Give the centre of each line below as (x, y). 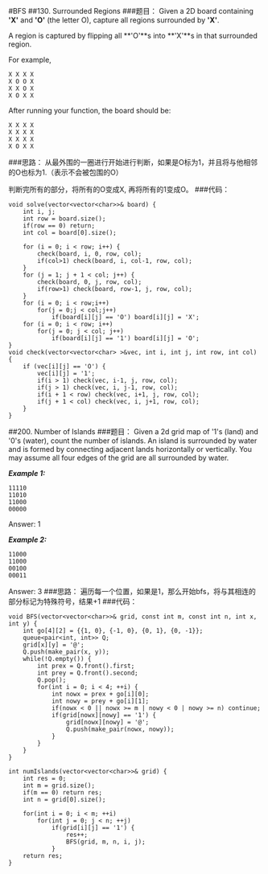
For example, (30, 59)
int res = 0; (45, 778)
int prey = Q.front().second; (88, 673)
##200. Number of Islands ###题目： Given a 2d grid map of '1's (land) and (134, 431)
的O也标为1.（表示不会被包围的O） (66, 172)
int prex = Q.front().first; (86, 666)
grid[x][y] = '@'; (54, 645)
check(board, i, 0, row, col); (90, 254)
